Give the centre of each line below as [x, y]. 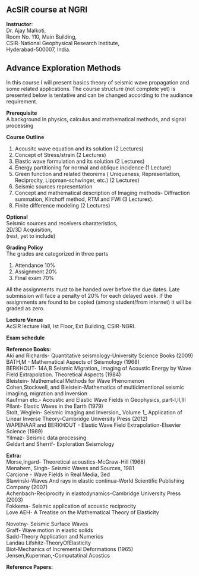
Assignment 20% [36, 271]
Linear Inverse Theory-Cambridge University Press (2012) [77, 418]
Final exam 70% [34, 278]
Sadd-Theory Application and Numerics [55, 536]
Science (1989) [25, 431]
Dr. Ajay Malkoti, [26, 30]
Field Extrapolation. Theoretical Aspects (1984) [64, 374]
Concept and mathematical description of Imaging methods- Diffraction [102, 193]
